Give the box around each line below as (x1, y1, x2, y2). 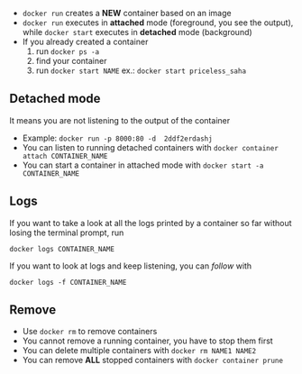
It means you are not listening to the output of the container (9, 114, 231, 125)
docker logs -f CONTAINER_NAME (9, 278, 127, 287)
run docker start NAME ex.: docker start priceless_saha (35, 65, 246, 76)
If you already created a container (22, 36, 149, 47)
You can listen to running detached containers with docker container (22, 141, 279, 152)
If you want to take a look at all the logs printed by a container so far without (9, 217, 292, 228)
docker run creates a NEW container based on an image (22, 8, 232, 18)
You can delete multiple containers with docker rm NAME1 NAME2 (22, 345, 257, 356)
